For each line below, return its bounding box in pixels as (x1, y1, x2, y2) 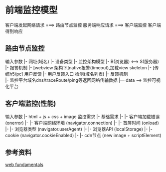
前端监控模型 (5, 4, 58, 16)
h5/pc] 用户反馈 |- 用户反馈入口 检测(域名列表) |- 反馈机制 (9, 71, 128, 77)
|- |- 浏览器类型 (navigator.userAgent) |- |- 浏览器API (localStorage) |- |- (5, 126, 153, 132)
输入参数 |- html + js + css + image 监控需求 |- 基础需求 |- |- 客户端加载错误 (5, 113, 160, 120)
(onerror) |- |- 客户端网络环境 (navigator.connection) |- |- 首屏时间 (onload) (5, 120, 160, 126)
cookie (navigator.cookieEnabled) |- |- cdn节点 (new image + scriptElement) (5, 132, 162, 138)
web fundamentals (5, 162, 44, 168)
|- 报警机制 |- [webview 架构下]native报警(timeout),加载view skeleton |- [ (5, 64, 155, 70)
